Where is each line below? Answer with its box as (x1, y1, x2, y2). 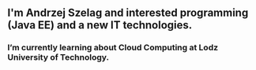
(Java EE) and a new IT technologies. (7, 19, 193, 32)
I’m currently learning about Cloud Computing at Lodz (7, 42, 219, 53)
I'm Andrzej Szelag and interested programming (7, 6, 249, 20)
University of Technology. (7, 52, 110, 63)
